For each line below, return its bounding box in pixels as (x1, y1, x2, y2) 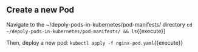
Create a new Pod (6, 5, 75, 15)
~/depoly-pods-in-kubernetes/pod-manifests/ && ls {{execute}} (6, 27, 166, 34)
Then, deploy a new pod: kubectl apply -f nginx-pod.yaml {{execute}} (6, 39, 183, 46)
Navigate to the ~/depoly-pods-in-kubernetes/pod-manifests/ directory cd (6, 21, 193, 28)
